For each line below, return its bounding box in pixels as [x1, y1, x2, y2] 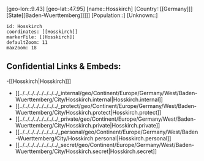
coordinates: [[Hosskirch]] [6, 29, 78, 35]
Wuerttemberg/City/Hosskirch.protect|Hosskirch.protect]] [15, 109, 162, 116]
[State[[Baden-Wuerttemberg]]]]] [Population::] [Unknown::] [6, 12, 158, 19]
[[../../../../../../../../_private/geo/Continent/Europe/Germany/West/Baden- [15, 115, 196, 123]
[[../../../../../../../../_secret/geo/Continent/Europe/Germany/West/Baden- [15, 141, 195, 148]
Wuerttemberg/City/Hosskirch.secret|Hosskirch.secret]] [15, 148, 157, 155]
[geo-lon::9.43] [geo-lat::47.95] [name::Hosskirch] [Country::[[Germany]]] [6, 5, 193, 12]
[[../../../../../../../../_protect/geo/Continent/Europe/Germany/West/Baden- [15, 102, 197, 109]
